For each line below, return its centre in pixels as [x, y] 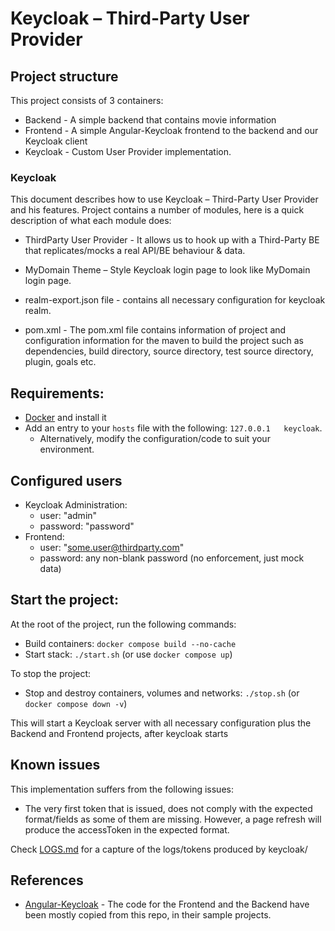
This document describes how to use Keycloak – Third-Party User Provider [164, 199]
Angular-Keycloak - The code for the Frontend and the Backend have [167, 904]
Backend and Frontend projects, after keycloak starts [119, 733]
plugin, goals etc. [60, 362]
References [47, 880]
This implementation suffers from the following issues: [122, 789]
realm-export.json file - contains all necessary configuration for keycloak [175, 300]
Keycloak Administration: [76, 504]
